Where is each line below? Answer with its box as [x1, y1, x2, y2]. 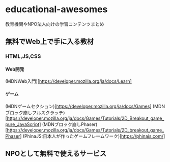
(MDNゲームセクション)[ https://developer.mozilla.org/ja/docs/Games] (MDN [5, 103, 165, 109]
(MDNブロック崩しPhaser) [42, 121, 98, 127]
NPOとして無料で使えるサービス [5, 149, 107, 158]
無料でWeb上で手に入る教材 [5, 37, 94, 46]
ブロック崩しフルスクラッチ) [5, 109, 65, 115]
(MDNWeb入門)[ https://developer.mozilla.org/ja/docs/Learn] [5, 78, 132, 84]
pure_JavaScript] [5, 121, 41, 127]
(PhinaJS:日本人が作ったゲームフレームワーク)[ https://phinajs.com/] [22, 133, 165, 139]
